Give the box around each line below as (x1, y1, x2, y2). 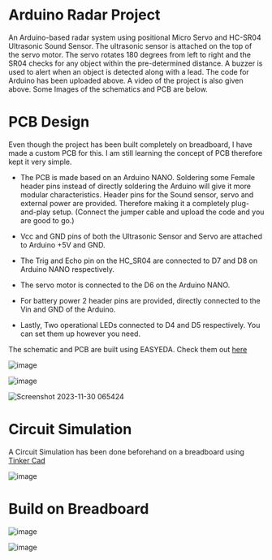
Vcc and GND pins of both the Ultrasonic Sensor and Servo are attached (19, 231, 262, 241)
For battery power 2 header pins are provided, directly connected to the (19, 295, 261, 305)
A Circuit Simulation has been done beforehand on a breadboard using (8, 446, 245, 456)
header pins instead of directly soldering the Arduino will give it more (19, 181, 252, 191)
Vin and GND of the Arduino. (19, 304, 116, 314)
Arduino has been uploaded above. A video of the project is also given (8, 75, 244, 85)
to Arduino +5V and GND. (19, 239, 106, 249)
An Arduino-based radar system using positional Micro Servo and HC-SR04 (8, 32, 261, 42)
